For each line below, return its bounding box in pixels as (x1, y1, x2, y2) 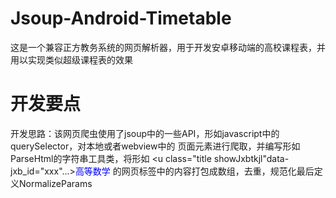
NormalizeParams (18, 177, 93, 189)
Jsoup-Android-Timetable (10, 7, 232, 30)
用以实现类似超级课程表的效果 (10, 53, 133, 66)
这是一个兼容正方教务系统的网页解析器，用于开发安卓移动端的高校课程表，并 (10, 41, 326, 53)
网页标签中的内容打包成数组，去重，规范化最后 (121, 165, 315, 177)
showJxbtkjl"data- (213, 152, 290, 164)
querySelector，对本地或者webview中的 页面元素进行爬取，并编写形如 (10, 140, 301, 152)
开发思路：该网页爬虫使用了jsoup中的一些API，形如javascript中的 (10, 127, 280, 139)
